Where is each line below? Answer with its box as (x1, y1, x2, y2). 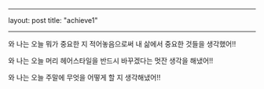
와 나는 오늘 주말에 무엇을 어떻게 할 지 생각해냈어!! (8, 72, 161, 82)
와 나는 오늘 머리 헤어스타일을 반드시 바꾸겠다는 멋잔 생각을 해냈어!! (8, 56, 214, 65)
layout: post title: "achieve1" (8, 16, 98, 24)
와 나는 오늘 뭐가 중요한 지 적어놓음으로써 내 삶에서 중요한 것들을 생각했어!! (8, 39, 236, 48)
